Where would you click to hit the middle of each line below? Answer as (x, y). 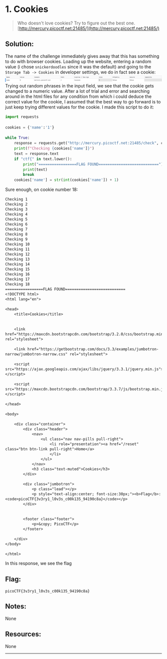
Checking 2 (16, 204)
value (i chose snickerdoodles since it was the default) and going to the (78, 66)
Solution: (19, 44)
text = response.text (36, 153)
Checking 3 (16, 209)
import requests (22, 117)
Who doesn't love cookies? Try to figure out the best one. (76, 23)
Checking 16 (17, 274)
